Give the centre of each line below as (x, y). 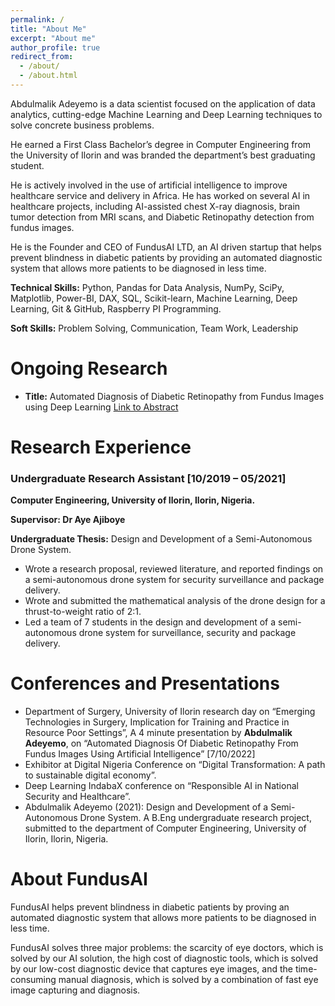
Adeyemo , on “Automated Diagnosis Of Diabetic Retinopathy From (161, 743)
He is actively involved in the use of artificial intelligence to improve (149, 185)
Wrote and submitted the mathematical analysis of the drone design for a (175, 601)
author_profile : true (55, 47)
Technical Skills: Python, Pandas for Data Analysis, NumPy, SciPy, (147, 287)
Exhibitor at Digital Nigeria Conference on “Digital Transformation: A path (175, 765)
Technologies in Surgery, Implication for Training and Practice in (157, 722)
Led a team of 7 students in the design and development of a (150, 622)
